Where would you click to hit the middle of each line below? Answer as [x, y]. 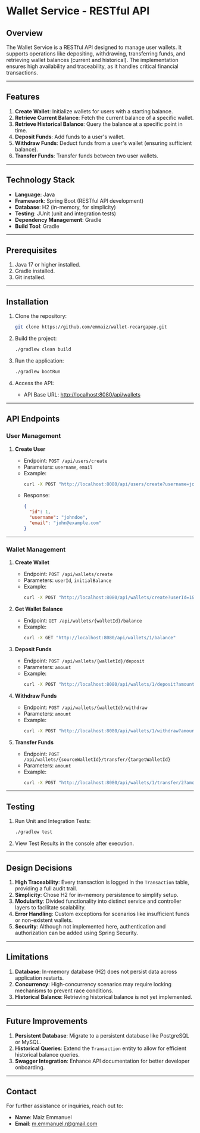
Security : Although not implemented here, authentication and [90, 926]
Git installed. [30, 277]
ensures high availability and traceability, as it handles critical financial [92, 66]
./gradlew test [34, 832]
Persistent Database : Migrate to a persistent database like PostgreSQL [102, 1035]
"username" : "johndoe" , [58, 518]
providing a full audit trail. [46, 888]
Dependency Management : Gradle [58, 219]
